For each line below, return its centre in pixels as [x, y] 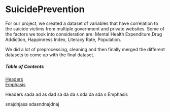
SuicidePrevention [45, 9]
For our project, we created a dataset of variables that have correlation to [82, 23]
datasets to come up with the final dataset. [50, 55]
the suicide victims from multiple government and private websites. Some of [85, 28]
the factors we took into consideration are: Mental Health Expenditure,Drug [84, 34]
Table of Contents [25, 66]
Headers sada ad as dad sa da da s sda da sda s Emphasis [67, 94]
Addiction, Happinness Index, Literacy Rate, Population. [63, 40]
